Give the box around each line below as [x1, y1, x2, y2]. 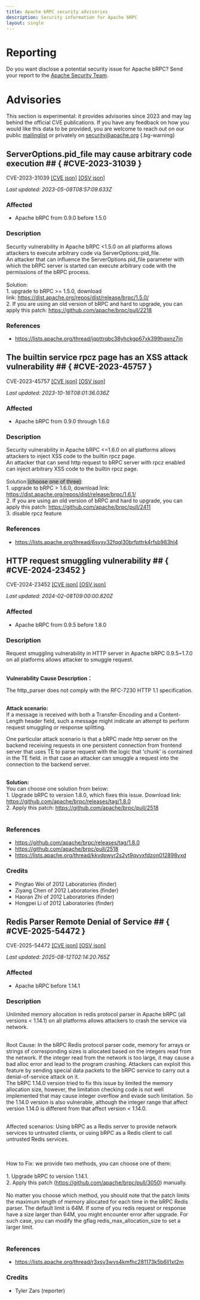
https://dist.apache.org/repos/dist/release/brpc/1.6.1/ [6, 491, 136, 498]
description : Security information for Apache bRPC [6, 14, 137, 20]
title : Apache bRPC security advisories [6, 8, 109, 15]
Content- [158, 711, 181, 718]
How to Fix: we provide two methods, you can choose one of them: [6, 1160, 171, 1167]
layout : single [6, 20, 44, 26]
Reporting [6, 45, 57, 59]
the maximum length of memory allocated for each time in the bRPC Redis [6, 1198, 188, 1205]
